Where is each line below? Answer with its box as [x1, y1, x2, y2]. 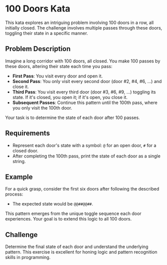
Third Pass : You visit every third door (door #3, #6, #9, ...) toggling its [12, 88, 156, 95]
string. [12, 158, 26, 164]
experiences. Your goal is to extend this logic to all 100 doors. [5, 216, 132, 222]
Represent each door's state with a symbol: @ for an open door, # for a [12, 142, 156, 148]
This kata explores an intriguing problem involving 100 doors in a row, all [5, 19, 154, 25]
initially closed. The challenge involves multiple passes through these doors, [5, 24, 162, 30]
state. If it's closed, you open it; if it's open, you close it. [12, 94, 128, 100]
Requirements [5, 129, 50, 137]
